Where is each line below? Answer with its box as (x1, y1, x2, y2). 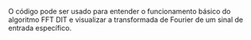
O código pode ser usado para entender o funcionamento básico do (8, 7, 231, 16)
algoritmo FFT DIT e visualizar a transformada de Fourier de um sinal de (8, 15, 244, 24)
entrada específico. (8, 24, 72, 32)
